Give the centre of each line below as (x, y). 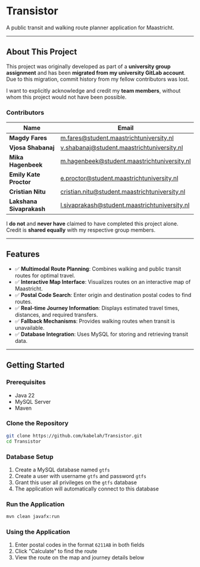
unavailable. (29, 327)
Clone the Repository (37, 424)
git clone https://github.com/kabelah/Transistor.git (74, 436)
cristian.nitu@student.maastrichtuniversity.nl (123, 192)
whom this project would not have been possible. (66, 97)
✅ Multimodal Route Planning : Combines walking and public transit (98, 269)
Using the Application (38, 532)
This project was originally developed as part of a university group (88, 66)
